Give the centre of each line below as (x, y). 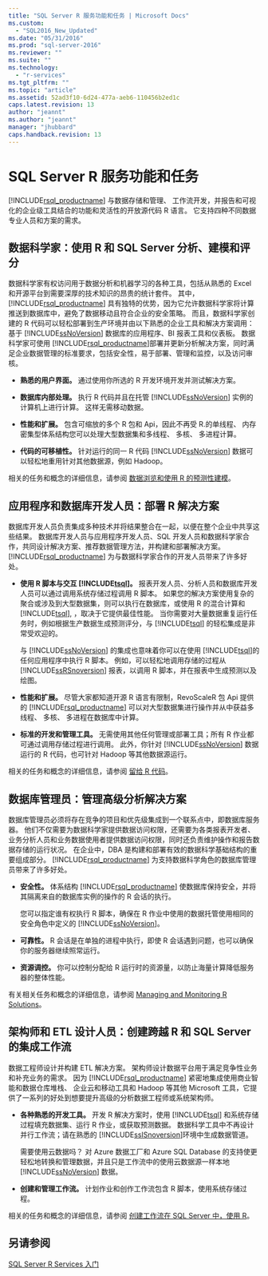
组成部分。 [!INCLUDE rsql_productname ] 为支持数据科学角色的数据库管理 (136, 859)
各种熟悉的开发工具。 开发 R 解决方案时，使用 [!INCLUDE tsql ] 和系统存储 (139, 1115)
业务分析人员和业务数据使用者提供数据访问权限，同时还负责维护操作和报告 (130, 839)
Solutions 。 (27, 1004)
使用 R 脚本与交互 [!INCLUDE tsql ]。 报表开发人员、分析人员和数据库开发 (138, 583)
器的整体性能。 (44, 977)
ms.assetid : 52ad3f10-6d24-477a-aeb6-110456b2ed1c (94, 97)
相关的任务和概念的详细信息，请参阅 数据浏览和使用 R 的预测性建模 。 (122, 478)
